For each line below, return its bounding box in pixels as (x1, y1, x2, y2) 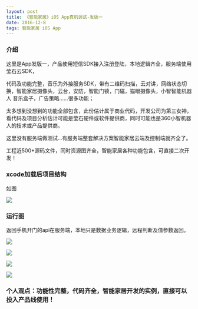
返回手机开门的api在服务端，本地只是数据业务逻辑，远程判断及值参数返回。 (6, 227, 189, 234)
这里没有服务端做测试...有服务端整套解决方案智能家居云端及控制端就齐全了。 (6, 134, 192, 141)
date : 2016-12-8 (6, 19, 46, 25)
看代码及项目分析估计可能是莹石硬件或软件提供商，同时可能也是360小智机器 (6, 114, 192, 121)
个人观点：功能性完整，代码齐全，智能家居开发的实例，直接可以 (6, 287, 187, 295)
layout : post (6, 8, 38, 15)
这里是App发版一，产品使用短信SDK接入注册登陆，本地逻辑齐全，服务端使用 (6, 60, 192, 67)
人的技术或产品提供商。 (6, 122, 63, 129)
